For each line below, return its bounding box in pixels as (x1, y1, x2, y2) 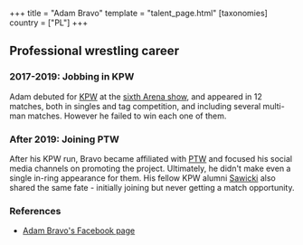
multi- (262, 100, 285, 111)
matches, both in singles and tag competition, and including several (9, 100, 261, 111)
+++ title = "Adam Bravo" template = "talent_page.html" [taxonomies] (9, 8, 269, 18)
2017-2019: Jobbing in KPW (9, 71, 135, 83)
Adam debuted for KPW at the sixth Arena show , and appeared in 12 (9, 90, 262, 102)
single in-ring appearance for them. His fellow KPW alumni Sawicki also (9, 172, 276, 184)
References (9, 204, 62, 217)
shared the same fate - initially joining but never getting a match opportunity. (9, 182, 295, 193)
